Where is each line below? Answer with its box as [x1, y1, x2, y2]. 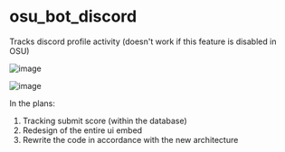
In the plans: [9, 97, 56, 109]
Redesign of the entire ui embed [22, 124, 143, 136]
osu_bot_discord [9, 6, 138, 27]
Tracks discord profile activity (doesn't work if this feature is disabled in [9, 36, 277, 47]
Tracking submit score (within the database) [22, 115, 187, 126]
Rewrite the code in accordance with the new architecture [22, 134, 239, 145]
